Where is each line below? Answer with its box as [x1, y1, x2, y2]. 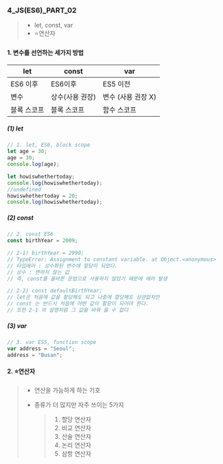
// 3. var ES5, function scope [7, 338, 97, 345]
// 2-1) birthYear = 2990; [7, 250, 84, 257]
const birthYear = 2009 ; [7, 237, 78, 244]
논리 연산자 [61, 441, 91, 449]
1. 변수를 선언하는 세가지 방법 [7, 48, 84, 56]
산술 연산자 [61, 432, 91, 441]
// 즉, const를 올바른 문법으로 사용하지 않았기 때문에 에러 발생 [7, 275, 168, 282]
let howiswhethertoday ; [7, 173, 75, 180]
